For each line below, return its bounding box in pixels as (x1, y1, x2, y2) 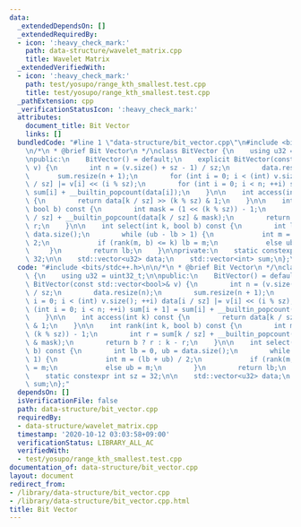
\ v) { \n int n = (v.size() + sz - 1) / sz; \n (25, 163, 230, 172)
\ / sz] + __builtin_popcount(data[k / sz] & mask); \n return (25, 212, 291, 222)
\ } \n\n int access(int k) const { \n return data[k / (25, 313, 282, 323)
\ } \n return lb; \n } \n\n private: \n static (25, 246, 258, 255)
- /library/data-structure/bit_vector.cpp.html (9, 497, 191, 505)
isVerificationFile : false (17, 396, 118, 406)
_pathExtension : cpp (17, 96, 94, 106)
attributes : (17, 113, 63, 122)
